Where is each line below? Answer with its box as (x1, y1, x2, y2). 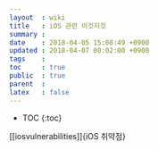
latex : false (9, 87, 70, 96)
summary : (9, 29, 46, 38)
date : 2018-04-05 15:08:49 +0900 (9, 37, 150, 47)
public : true (9, 71, 66, 80)
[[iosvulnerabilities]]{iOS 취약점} (9, 130, 127, 141)
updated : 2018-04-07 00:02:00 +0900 (9, 46, 150, 55)
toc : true (9, 63, 66, 72)
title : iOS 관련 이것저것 (9, 21, 107, 30)
